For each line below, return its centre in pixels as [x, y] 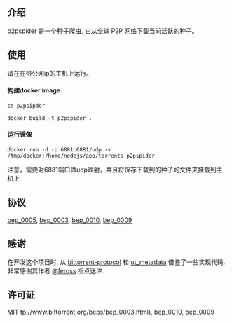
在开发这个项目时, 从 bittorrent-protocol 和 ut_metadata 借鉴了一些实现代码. [116, 262]
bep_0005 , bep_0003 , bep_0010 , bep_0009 [70, 220]
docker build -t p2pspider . [50, 118]
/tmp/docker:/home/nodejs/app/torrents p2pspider [81, 156]
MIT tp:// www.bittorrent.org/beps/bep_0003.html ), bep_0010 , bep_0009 [111, 312]
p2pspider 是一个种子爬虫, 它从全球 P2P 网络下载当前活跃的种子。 [103, 31]
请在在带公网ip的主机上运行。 [50, 73]
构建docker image [34, 90]
